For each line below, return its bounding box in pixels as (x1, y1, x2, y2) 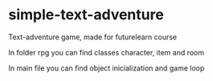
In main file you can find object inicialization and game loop (8, 63, 205, 73)
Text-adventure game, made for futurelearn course (8, 32, 178, 42)
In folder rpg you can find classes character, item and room (8, 47, 205, 57)
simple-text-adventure (8, 6, 165, 24)
